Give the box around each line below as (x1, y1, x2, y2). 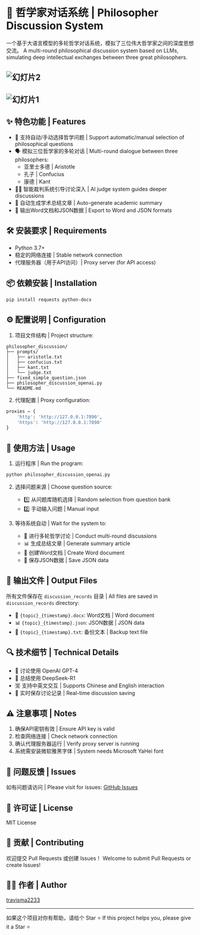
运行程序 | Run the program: (14, 460, 83, 467)
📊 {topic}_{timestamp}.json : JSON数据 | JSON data (14, 619, 145, 626)
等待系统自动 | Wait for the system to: (14, 520, 107, 527)
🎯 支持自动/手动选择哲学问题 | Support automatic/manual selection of (14, 133, 185, 141)
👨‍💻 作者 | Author (6, 880, 67, 890)
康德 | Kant (23, 177, 51, 185)
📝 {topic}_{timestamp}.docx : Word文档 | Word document (14, 612, 155, 619)
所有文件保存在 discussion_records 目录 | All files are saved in (6, 593, 158, 600)
